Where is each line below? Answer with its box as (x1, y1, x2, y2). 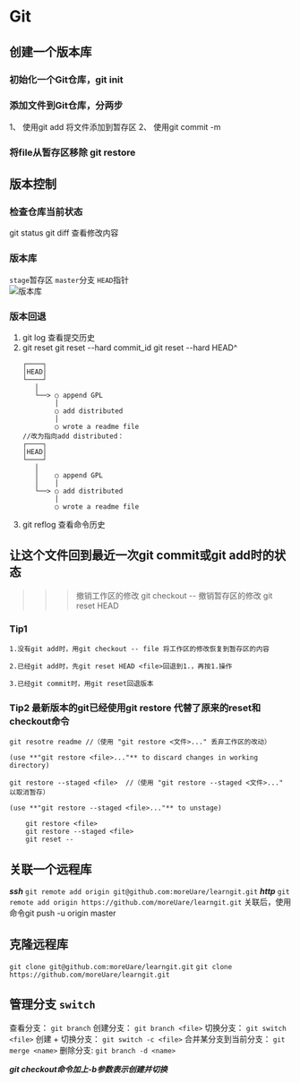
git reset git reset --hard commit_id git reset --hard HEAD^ (21, 342, 238, 353)
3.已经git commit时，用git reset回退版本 (9, 679, 154, 689)
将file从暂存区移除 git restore (9, 146, 136, 159)
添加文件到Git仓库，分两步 (9, 99, 124, 112)
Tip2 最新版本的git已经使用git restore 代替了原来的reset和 (9, 701, 261, 714)
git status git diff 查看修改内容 (9, 228, 119, 238)
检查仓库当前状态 (9, 206, 83, 219)
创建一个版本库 (9, 44, 92, 59)
